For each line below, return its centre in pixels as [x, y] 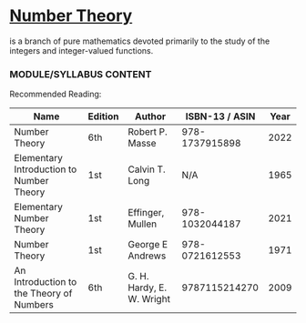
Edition [103, 116]
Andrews [147, 256]
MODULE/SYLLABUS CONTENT [81, 74]
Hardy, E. [147, 288]
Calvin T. [146, 169]
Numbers [34, 305]
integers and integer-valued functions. [82, 50]
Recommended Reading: [56, 94]
